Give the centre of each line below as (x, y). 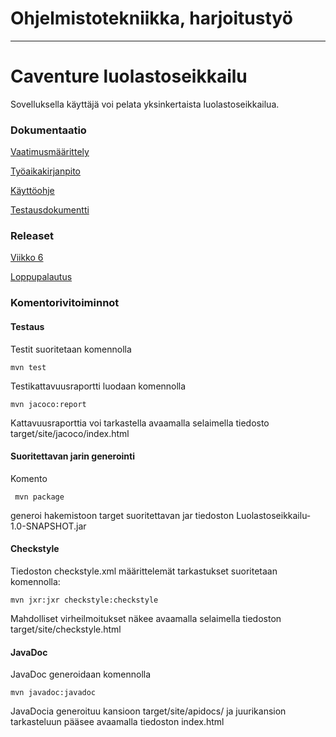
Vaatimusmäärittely (50, 152)
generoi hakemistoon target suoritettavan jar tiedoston (122, 515)
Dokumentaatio (48, 130)
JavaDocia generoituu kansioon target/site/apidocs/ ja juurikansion (148, 711)
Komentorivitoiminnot (65, 303)
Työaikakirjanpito (45, 171)
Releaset (32, 236)
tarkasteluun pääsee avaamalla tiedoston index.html (117, 722)
